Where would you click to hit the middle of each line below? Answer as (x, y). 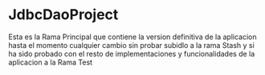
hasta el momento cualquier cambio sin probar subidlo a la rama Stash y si (131, 45)
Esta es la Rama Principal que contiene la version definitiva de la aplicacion (132, 37)
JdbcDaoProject (63, 15)
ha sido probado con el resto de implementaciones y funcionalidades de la (132, 53)
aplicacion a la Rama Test (51, 62)
